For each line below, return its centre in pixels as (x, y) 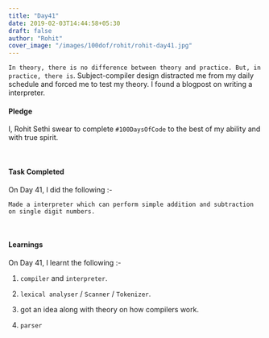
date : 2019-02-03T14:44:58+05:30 (64, 23)
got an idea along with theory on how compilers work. (110, 309)
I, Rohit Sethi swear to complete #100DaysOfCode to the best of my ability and (134, 129)
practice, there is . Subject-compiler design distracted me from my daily (131, 76)
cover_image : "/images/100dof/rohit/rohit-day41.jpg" (101, 46)
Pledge (21, 111)
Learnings (26, 245)
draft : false (30, 31)
